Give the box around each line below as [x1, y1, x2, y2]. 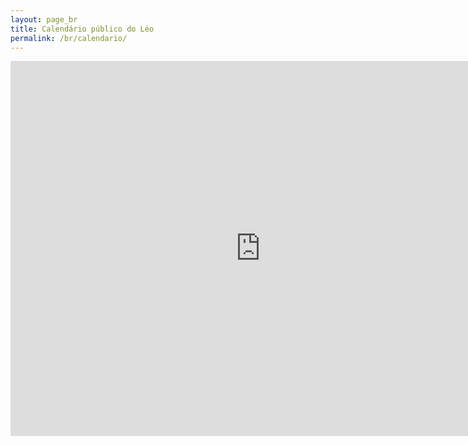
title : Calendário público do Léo [10, 24, 155, 34]
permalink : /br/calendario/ [10, 33, 128, 43]
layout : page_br [10, 14, 78, 25]
